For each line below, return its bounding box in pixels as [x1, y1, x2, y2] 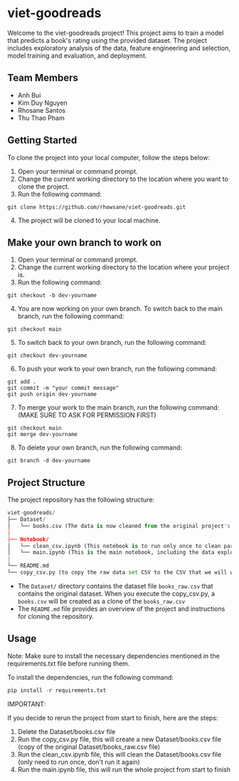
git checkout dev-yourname [7, 352, 87, 359]
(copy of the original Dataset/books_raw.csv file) [17, 743, 161, 751]
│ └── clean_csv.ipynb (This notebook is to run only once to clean [7, 542, 221, 549]
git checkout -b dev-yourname [7, 292, 97, 299]
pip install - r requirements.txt [7, 686, 107, 694]
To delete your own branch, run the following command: [17, 443, 183, 452]
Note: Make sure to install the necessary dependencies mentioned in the [7, 651, 221, 660]
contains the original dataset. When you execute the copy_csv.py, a [17, 589, 216, 598]
